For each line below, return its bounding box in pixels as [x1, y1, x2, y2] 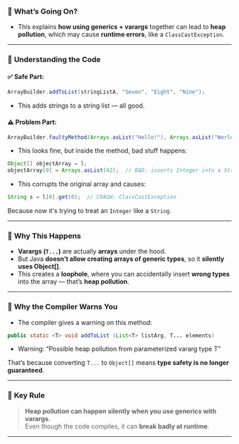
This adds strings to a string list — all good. [17, 101, 145, 110]
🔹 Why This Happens [7, 231, 82, 241]
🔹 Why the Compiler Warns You [7, 302, 118, 312]
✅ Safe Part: [7, 72, 45, 81]
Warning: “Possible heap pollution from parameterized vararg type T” [17, 345, 221, 353]
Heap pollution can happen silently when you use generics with [24, 406, 217, 415]
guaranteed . [7, 366, 45, 375]
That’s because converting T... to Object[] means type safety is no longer [7, 358, 229, 367]
